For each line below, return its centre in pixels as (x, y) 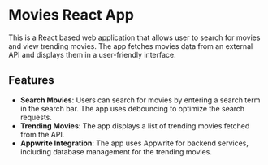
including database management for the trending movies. (116, 151)
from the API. (42, 134)
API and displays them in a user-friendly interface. (92, 54)
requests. (36, 117)
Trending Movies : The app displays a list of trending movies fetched (135, 126)
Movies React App (71, 15)
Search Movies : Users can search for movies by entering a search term (140, 100)
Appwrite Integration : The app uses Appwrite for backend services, (134, 143)
